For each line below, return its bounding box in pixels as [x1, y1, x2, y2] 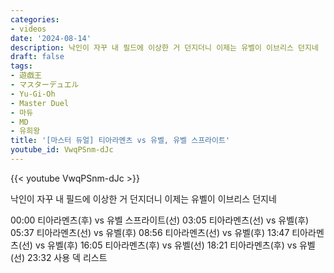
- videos [10, 24, 47, 34]
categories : [10, 14, 60, 25]
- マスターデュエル [10, 80, 80, 90]
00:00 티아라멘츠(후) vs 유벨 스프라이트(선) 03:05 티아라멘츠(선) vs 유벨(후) [10, 214, 310, 226]
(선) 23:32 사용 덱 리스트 [10, 251, 108, 263]
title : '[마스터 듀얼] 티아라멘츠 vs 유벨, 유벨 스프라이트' [10, 136, 231, 146]
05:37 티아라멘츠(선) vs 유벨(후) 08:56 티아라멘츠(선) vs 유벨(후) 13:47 [10, 226, 290, 238]
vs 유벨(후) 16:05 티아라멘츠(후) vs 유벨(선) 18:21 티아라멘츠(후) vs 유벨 [34, 239, 316, 251]
